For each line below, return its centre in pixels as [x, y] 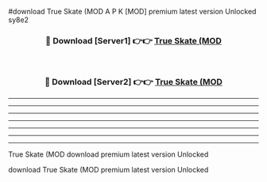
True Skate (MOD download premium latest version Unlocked [108, 154]
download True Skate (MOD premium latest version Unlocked [108, 169]
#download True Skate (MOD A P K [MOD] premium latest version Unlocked [132, 11]
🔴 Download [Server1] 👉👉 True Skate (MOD [133, 40]
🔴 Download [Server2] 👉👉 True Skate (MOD [133, 82]
